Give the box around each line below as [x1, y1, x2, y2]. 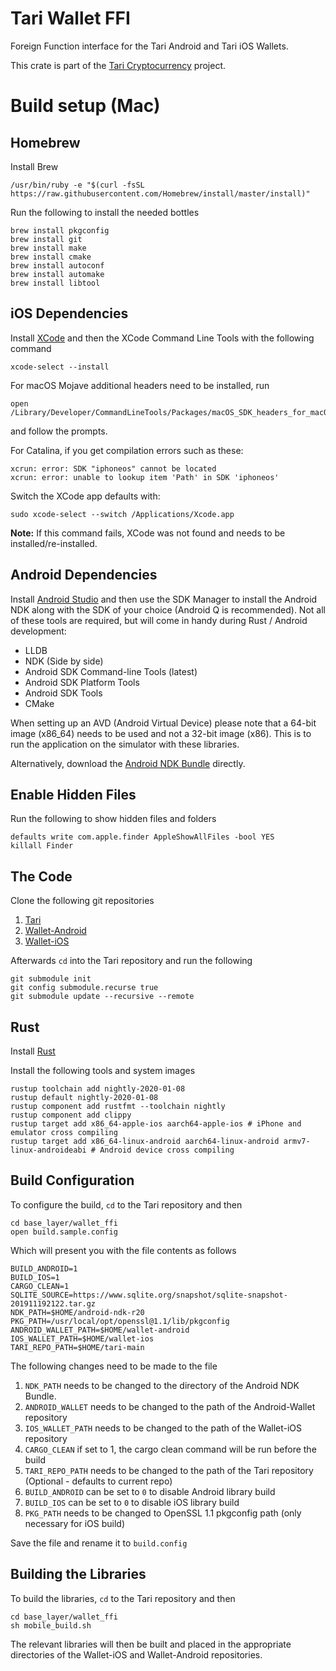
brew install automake [10, 269, 105, 279]
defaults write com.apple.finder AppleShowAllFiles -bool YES [10, 832, 275, 842]
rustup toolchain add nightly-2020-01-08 [10, 1084, 186, 1094]
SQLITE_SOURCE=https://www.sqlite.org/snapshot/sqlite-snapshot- [10, 1290, 288, 1300]
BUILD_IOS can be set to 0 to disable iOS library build [24, 1496, 240, 1508]
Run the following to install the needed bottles [10, 206, 200, 218]
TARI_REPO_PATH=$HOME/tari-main [10, 1342, 145, 1352]
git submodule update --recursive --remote [10, 992, 195, 1002]
